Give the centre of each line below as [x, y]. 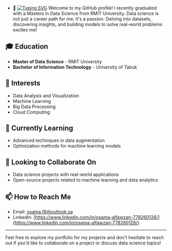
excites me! [25, 30]
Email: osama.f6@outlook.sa [43, 212]
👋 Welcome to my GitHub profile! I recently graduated [85, 8]
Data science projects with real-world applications [66, 174]
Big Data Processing [34, 106]
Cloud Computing [31, 112]
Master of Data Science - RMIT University [57, 61]
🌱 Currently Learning [39, 128]
